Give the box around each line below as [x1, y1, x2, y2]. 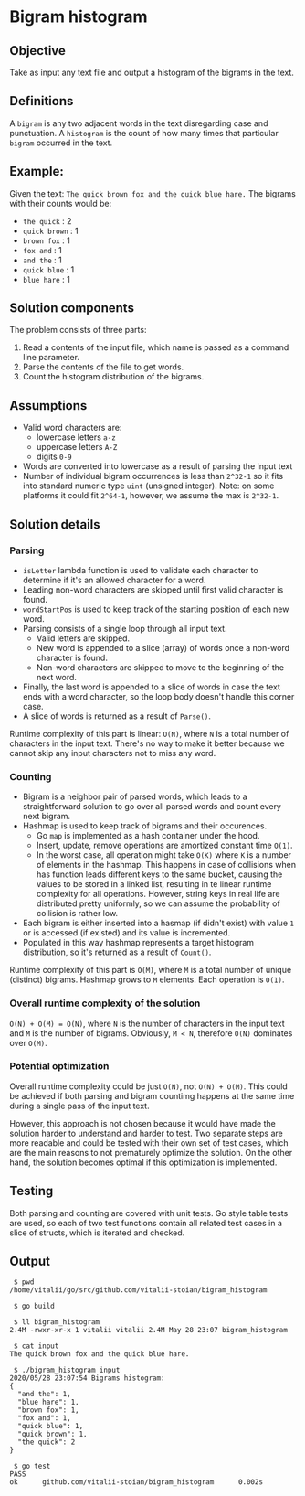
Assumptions [9, 398, 88, 413]
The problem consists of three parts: [9, 325, 147, 336]
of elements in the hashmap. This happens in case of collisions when [36, 860, 297, 871]
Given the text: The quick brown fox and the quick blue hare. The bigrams [9, 187, 297, 198]
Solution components [9, 300, 135, 316]
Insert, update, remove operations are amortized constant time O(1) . [36, 839, 294, 851]
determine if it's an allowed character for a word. [22, 574, 206, 585]
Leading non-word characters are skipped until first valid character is [22, 583, 284, 595]
